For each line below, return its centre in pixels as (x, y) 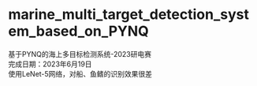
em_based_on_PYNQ (79, 31)
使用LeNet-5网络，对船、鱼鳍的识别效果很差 (80, 73)
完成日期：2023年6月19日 (50, 64)
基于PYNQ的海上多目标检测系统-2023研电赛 (80, 54)
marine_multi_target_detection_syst (129, 15)
